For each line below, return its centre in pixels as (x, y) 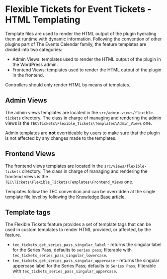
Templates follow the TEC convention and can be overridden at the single (80, 191)
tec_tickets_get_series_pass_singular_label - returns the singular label (87, 245)
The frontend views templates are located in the (54, 166)
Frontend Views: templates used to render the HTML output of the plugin (87, 70)
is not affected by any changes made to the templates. (61, 138)
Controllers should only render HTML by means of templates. (68, 85)
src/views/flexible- (125, 166)
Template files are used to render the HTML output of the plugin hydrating (81, 33)
